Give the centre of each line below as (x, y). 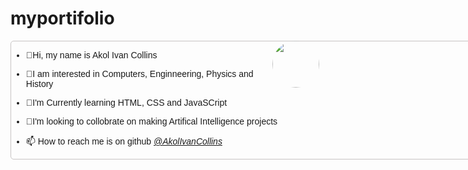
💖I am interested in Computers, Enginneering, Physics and (139, 73)
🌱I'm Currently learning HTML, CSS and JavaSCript (126, 102)
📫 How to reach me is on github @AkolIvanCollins (124, 141)
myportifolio (62, 18)
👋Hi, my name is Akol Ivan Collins (91, 55)
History (39, 83)
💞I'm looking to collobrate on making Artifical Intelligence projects (151, 121)
